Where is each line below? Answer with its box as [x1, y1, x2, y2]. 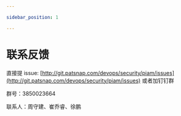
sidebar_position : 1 [6, 14, 59, 20]
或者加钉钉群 [141, 77, 174, 84]
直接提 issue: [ [6, 69, 43, 76]
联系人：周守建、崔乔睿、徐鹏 [6, 103, 81, 110]
